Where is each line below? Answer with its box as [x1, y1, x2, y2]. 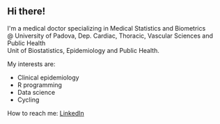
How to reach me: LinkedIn [7, 109, 85, 117]
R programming [17, 80, 63, 89]
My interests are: [7, 59, 56, 68]
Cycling [17, 95, 40, 104]
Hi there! [7, 6, 46, 17]
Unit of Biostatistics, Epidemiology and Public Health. [7, 46, 160, 54]
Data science [17, 88, 56, 96]
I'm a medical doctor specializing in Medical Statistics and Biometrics [7, 24, 206, 32]
